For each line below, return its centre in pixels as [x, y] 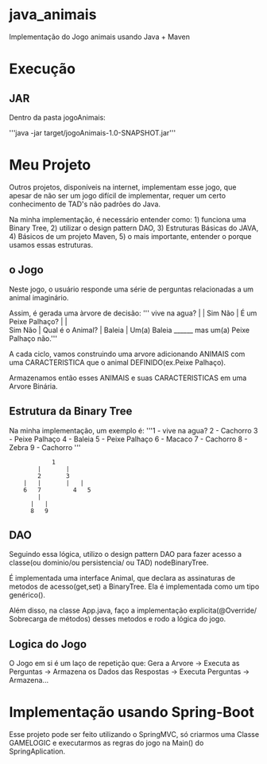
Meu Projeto [50, 165]
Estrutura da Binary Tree [71, 411]
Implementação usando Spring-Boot [132, 713]
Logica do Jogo [48, 644]
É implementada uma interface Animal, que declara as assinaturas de [122, 578]
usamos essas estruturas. [51, 245]
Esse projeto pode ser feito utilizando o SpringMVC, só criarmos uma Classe [134, 735]
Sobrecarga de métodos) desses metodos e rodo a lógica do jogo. [118, 619]
